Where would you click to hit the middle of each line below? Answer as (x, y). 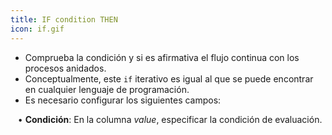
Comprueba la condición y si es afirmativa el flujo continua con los (162, 57)
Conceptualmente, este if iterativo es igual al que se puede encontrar (169, 78)
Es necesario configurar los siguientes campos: (123, 100)
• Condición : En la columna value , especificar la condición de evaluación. (170, 119)
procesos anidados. (65, 68)
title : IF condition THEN (64, 19)
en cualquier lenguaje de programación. (107, 89)
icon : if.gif (37, 29)
